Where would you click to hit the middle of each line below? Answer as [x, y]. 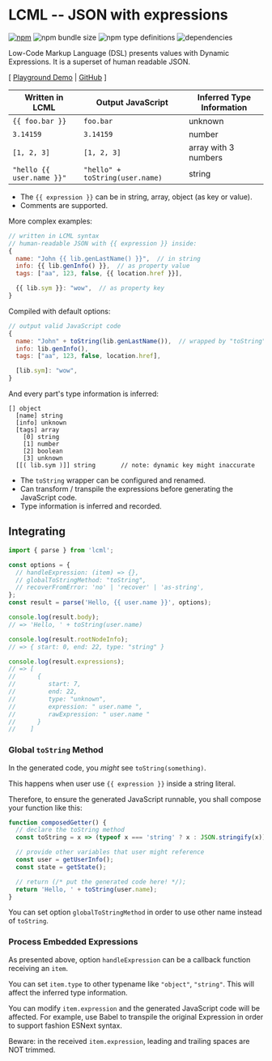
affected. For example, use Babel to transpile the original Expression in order [136, 1016]
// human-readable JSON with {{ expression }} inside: [103, 243]
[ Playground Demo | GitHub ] [57, 77]
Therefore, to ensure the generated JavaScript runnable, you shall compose [135, 799]
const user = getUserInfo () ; [65, 860]
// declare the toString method [70, 830]
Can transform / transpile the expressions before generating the [126, 489]
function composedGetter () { [57, 822]
